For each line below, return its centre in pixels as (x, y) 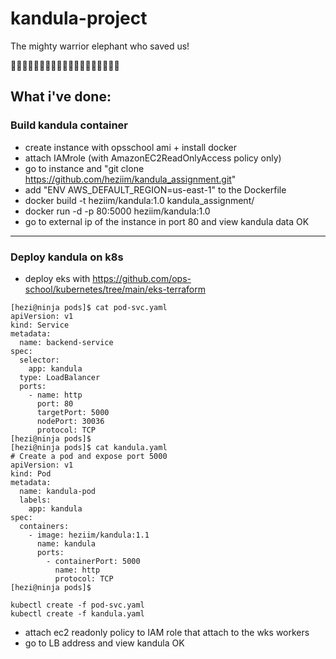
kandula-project (79, 18)
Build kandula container (69, 125)
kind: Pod (31, 473)
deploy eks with (57, 278)
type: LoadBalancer (60, 377)
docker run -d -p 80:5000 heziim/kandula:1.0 (117, 211)
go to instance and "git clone (84, 168)
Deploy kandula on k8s (67, 257)
